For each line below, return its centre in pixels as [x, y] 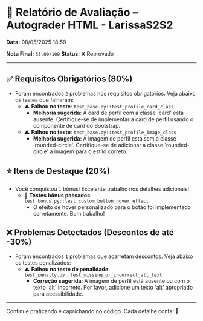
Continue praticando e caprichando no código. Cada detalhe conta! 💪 [93, 311]
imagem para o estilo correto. [91, 151]
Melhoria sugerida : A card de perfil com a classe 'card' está [108, 113]
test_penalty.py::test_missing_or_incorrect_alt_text [93, 275]
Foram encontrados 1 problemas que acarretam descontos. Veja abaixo [104, 256]
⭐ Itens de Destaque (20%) [58, 171]
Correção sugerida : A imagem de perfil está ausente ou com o [111, 281]
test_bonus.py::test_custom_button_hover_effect [86, 201]
